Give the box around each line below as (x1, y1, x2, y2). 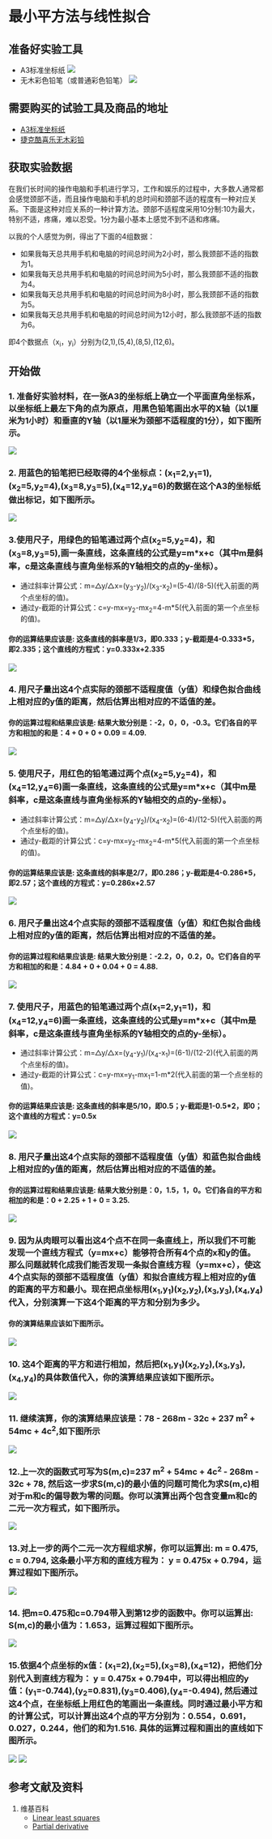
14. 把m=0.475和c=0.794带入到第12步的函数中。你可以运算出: (8, 1607, 253, 1618)
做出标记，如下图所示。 (8, 494, 100, 505)
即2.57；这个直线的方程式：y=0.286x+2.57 (8, 878, 155, 887)
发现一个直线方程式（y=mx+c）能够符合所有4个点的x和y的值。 (8, 1247, 257, 1258)
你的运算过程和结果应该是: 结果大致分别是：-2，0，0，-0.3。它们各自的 (8, 718, 250, 728)
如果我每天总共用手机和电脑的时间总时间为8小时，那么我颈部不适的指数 (19, 289, 259, 299)
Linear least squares (32, 1812, 100, 1822)
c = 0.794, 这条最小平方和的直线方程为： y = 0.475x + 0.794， (8, 1555, 253, 1566)
